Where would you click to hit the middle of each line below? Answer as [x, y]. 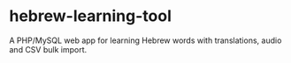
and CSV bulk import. [48, 49]
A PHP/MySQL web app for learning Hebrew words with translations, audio [145, 40]
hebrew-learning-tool [91, 16]
